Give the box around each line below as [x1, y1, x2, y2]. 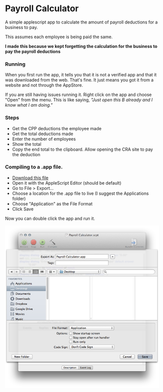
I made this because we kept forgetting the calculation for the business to [5, 43, 158, 49]
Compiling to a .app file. [5, 163, 63, 170]
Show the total [12, 141, 41, 147]
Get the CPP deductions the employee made [12, 125, 102, 131]
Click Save [12, 206, 34, 212]
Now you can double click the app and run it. [5, 215, 95, 221]
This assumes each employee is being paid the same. [5, 34, 113, 40]
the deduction [12, 151, 41, 157]
